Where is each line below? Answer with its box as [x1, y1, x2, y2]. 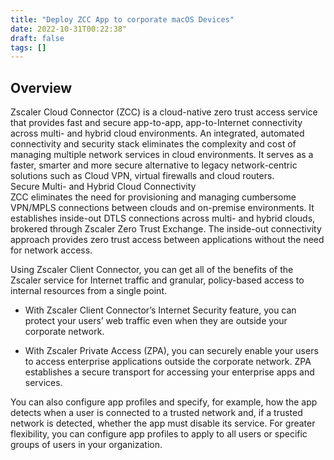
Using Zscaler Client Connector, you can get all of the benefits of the [10, 264, 294, 276]
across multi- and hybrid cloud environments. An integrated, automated [10, 127, 305, 140]
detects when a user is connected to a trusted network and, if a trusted [10, 407, 303, 419]
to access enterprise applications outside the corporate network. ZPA [24, 356, 312, 368]
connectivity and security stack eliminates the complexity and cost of [10, 138, 297, 150]
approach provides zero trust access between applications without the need [10, 234, 325, 246]
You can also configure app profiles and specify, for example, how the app [10, 396, 318, 408]
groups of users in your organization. [10, 439, 163, 451]
